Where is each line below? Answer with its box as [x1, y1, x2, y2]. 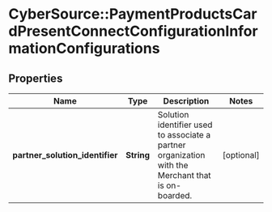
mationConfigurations [8, 40, 160, 57]
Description [163, 95, 210, 106]
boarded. [157, 190, 193, 201]
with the [157, 159, 189, 171]
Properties [8, 71, 63, 85]
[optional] [222, 150, 260, 160]
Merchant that [157, 170, 212, 180]
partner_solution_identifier [12, 150, 118, 160]
